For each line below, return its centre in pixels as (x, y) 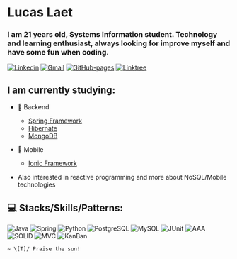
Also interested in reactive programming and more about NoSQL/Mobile (122, 177)
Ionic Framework (53, 163)
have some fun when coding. (58, 53)
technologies (36, 184)
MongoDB (43, 136)
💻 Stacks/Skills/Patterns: (65, 208)
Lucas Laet (40, 12)
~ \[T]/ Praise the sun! (44, 249)
